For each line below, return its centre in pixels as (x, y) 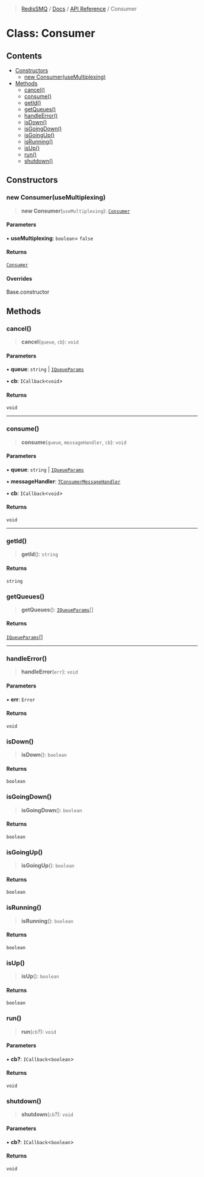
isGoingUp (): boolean (48, 866)
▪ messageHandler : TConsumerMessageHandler (63, 481)
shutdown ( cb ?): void (47, 1114)
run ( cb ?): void (39, 1031)
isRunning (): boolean (47, 921)
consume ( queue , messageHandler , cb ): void (74, 442)
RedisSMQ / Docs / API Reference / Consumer (79, 9)
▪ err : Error (21, 699)
